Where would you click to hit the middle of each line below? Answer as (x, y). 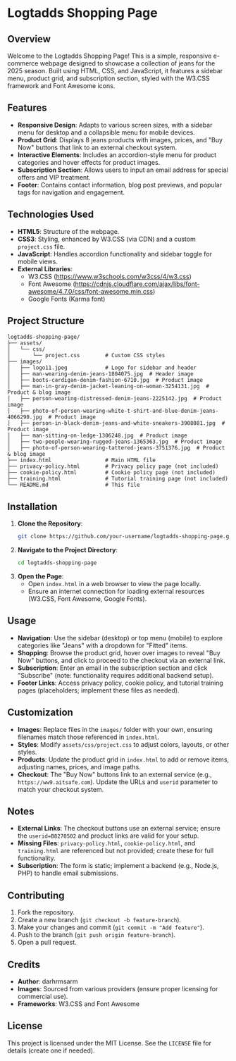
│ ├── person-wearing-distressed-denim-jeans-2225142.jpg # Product (114, 399)
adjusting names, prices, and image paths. (79, 767)
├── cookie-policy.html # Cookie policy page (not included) (112, 473)
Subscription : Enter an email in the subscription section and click (112, 668)
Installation (32, 506)
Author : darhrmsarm (48, 981)
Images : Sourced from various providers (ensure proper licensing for (118, 989)
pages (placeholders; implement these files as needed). (98, 690)
